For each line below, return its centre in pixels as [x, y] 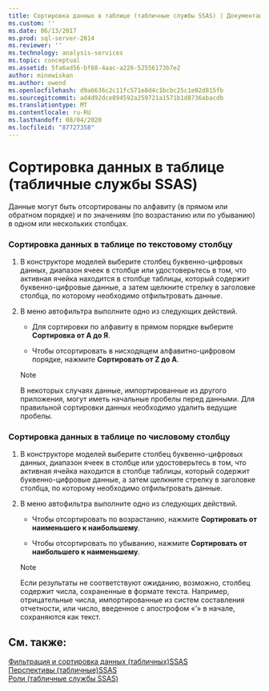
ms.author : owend [37, 83]
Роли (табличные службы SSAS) [63, 679]
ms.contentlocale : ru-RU [50, 113]
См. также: [38, 642]
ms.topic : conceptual [44, 61]
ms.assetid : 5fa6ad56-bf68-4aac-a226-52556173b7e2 [94, 68]
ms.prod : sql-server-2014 [51, 38]
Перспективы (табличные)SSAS [63, 670]
